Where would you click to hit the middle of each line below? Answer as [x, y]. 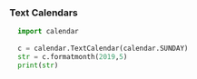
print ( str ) [38, 65]
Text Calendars [44, 13]
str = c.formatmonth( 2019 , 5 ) [73, 56]
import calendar [48, 32]
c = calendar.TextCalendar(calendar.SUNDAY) [103, 49]
